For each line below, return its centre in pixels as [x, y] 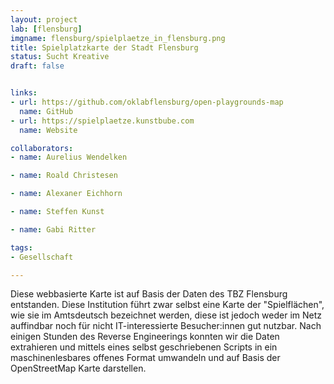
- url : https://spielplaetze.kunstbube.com [102, 121]
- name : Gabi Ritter [53, 229]
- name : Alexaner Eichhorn [66, 194]
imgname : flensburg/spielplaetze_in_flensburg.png [118, 38]
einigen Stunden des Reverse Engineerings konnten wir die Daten [145, 337]
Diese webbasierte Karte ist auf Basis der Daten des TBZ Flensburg [149, 294]
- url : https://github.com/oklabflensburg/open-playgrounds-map [147, 102]
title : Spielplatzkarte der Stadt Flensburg [104, 47]
